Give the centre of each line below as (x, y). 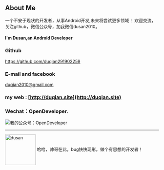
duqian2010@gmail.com (29, 85)
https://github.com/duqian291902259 (43, 61)
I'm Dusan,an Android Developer (39, 38)
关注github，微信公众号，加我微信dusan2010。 (52, 26)
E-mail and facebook (30, 74)
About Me (20, 8)
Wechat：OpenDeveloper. (37, 111)
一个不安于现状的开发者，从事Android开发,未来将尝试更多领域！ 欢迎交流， (81, 20)
